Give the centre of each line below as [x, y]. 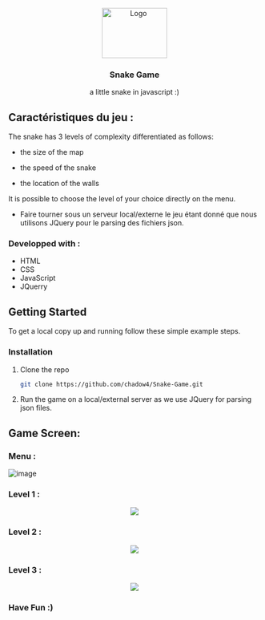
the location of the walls [60, 184]
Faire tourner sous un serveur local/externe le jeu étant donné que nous [139, 214]
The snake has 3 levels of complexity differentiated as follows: [111, 137]
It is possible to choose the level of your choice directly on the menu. [122, 199]
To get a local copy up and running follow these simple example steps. [124, 331]
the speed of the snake [58, 168]
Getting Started [48, 312]
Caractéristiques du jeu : [71, 118]
